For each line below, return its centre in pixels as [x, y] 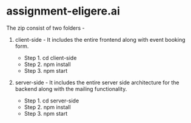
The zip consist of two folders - [45, 28]
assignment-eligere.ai [63, 11]
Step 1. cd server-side [52, 101]
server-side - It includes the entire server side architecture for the [97, 82]
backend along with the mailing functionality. [71, 88]
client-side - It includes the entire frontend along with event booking [100, 39]
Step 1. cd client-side [50, 58]
